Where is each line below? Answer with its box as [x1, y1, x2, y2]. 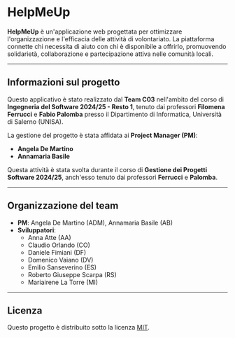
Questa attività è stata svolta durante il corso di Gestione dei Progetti [7, 165, 208, 174]
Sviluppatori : [17, 225, 56, 234]
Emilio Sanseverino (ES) [27, 263, 97, 272]
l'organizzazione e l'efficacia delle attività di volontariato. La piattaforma [7, 34, 215, 43]
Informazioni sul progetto [7, 76, 120, 88]
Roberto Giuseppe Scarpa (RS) [27, 270, 117, 279]
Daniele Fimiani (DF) [27, 248, 87, 256]
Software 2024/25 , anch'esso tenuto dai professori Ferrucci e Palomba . [7, 173, 218, 181]
